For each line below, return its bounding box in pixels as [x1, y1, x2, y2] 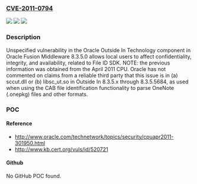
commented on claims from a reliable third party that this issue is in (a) [6, 72, 179, 79]
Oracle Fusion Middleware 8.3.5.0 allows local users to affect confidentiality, [6, 53, 192, 60]
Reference [6, 120, 33, 127]
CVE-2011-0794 [6, 4, 53, 12]
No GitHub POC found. [6, 172, 62, 179]
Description [6, 33, 41, 41]
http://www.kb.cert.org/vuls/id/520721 [14, 146, 108, 153]
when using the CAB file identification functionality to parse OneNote [6, 84, 175, 91]
